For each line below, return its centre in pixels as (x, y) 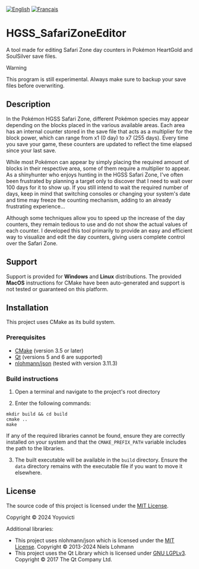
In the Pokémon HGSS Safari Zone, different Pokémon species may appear (97, 119)
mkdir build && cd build (37, 414)
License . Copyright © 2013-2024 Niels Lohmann (74, 546)
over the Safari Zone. (32, 243)
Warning (16, 67)
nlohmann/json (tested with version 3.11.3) (66, 363)
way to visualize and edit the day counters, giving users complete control (96, 237)
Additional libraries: (30, 528)
